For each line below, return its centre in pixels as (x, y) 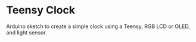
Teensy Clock (41, 10)
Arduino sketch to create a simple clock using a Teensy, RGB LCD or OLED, (98, 26)
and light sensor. (27, 32)
